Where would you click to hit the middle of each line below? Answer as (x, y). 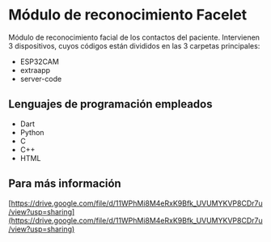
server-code (41, 79)
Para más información (65, 184)
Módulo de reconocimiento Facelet (128, 15)
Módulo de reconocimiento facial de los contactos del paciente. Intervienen (134, 37)
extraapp (35, 70)
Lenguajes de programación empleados (110, 104)
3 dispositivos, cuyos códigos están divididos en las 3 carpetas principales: (134, 45)
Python (32, 132)
